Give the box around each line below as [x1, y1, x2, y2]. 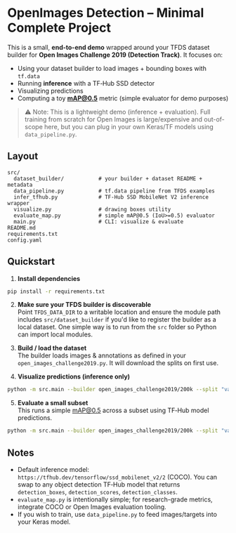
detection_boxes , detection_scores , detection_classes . [17, 488, 178, 496]
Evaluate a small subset [17, 399, 88, 407]
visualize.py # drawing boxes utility [13, 206, 171, 213]
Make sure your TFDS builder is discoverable [17, 301, 152, 309]
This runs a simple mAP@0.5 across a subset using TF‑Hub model [17, 406, 209, 415]
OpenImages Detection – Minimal [7, 5, 204, 21]
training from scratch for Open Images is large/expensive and [24, 114, 202, 124]
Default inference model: [17, 466, 90, 473]
